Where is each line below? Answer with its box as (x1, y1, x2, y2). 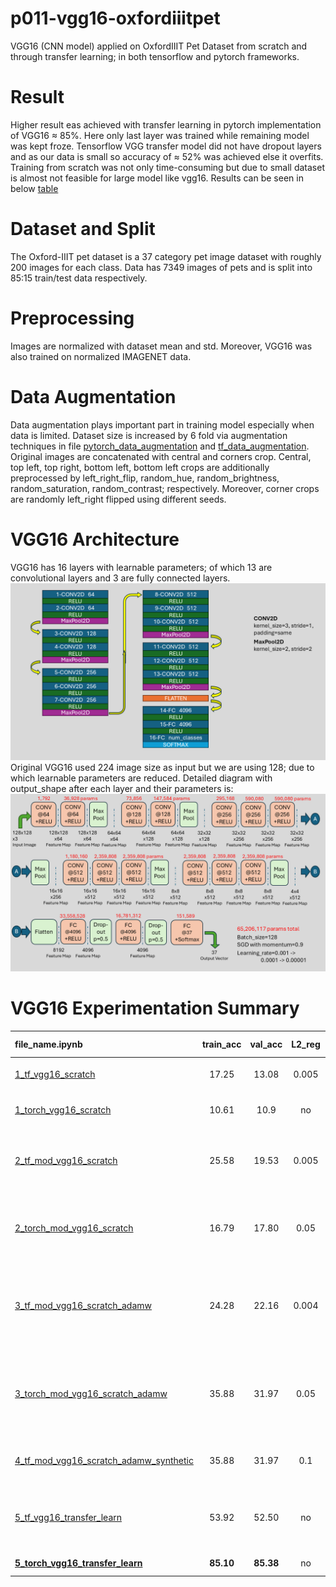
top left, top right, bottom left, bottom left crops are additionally (10, 461, 270, 473)
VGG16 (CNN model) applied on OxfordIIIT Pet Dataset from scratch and (10, 40, 308, 52)
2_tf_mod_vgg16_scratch (14, 1155, 118, 1167)
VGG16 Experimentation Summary (10, 997, 300, 1019)
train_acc (201, 1038, 242, 1050)
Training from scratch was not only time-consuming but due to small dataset (10, 161, 325, 173)
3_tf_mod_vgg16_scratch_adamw (14, 1299, 152, 1311)
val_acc (249, 1038, 283, 1050)
